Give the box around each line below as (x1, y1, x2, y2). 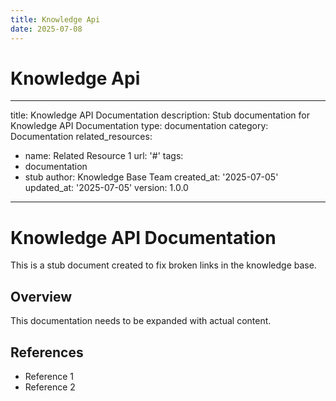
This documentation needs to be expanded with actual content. (10, 315, 272, 327)
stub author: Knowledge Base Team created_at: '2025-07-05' (24, 171, 279, 183)
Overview (10, 288, 73, 305)
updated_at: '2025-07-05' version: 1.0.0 (24, 182, 189, 194)
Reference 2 (24, 381, 76, 393)
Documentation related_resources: (10, 131, 153, 143)
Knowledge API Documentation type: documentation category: (10, 120, 269, 132)
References (10, 344, 84, 361)
